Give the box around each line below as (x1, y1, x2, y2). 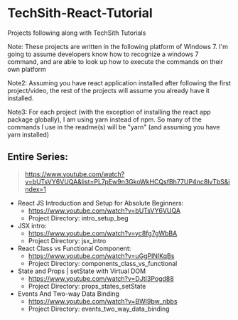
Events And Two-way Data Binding (17, 289, 119, 298)
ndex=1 (24, 185, 46, 193)
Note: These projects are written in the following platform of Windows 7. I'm (7, 42, 229, 50)
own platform (7, 65, 46, 73)
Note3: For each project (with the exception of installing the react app (7, 107, 211, 116)
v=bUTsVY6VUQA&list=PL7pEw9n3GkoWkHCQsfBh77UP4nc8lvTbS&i (24, 177, 230, 186)
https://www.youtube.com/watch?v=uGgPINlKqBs (28, 251, 175, 260)
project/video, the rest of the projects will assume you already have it (7, 86, 210, 95)
